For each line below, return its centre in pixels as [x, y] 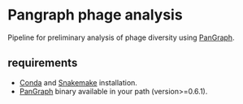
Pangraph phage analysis [95, 15]
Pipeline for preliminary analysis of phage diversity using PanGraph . [121, 37]
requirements [43, 63]
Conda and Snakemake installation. [78, 82]
